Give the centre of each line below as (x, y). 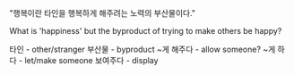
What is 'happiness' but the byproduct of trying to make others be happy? (146, 31)
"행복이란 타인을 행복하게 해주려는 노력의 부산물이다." (102, 13)
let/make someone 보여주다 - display (91, 60)
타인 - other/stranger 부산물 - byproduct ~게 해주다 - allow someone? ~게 (143, 49)
